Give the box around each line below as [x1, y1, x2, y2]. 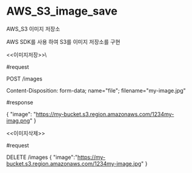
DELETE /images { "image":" [6, 154, 78, 161]
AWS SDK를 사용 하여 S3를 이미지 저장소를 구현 [6, 38, 121, 45]
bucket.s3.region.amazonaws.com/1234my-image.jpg [6, 160, 141, 167]
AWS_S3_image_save [6, 4, 118, 18]
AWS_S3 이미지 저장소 [6, 25, 60, 32]
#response [6, 99, 34, 106]
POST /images [6, 75, 43, 82]
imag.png [6, 117, 30, 124]
